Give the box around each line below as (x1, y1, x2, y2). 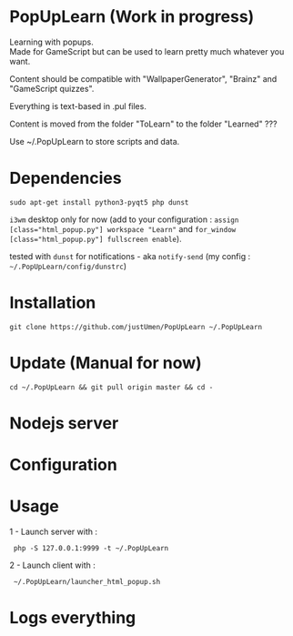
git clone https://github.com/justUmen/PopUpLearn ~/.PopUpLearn (9, 322, 262, 331)
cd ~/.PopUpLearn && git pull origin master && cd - (9, 382, 214, 392)
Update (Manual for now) (9, 353, 202, 373)
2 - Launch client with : (9, 560, 96, 570)
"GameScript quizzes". (9, 83, 95, 94)
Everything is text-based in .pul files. (9, 100, 147, 111)
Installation (9, 293, 96, 313)
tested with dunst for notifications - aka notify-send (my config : (9, 250, 251, 261)
